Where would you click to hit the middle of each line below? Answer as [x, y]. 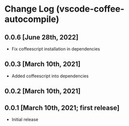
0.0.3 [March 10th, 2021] [42, 64]
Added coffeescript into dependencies [50, 76]
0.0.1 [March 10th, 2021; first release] [62, 108]
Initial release [25, 120]
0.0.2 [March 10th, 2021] [43, 91]
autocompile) [32, 19]
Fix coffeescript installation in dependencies [56, 49]
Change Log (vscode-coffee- [64, 9]
